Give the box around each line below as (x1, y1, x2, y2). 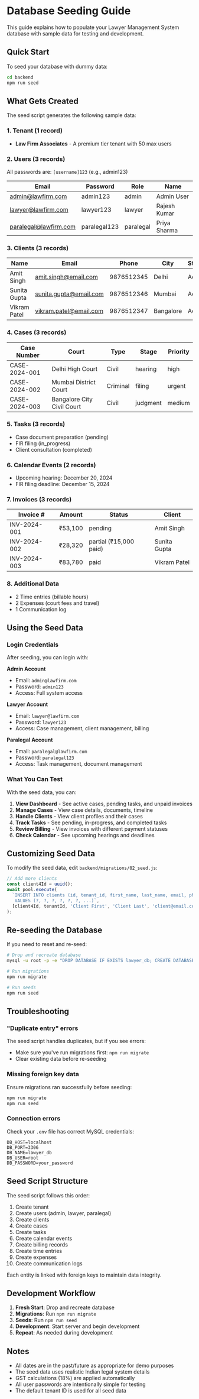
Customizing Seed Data (6, 849, 95, 859)
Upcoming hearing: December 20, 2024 (15, 474, 113, 481)
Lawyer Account (6, 701, 48, 708)
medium (167, 399, 190, 407)
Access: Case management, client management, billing (15, 725, 149, 732)
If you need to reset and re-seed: (6, 941, 87, 948)
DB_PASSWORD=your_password (6, 1160, 73, 1166)
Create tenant (15, 1203, 49, 1210)
